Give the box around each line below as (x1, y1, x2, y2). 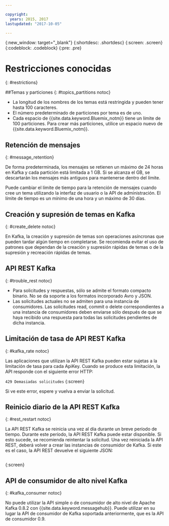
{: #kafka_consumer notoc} (5, 490, 62, 496)
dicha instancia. (12, 320, 45, 326)
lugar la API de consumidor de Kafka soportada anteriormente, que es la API (5, 510, 164, 517)
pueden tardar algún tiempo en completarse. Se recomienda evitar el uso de (5, 239, 164, 245)
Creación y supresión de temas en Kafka (5, 210, 135, 218)
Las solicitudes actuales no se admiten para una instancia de (12, 298, 139, 304)
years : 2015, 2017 (10, 16, 49, 22)
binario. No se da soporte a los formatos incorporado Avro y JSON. (12, 292, 152, 299)
